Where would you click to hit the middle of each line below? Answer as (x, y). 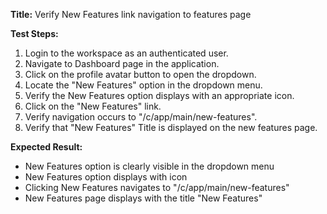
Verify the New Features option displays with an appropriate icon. (159, 95)
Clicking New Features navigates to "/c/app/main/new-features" (157, 187)
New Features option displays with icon (106, 177)
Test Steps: (34, 33)
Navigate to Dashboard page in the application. (122, 63)
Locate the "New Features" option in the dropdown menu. (143, 85)
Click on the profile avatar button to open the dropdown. (140, 74)
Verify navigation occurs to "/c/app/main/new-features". (141, 117)
